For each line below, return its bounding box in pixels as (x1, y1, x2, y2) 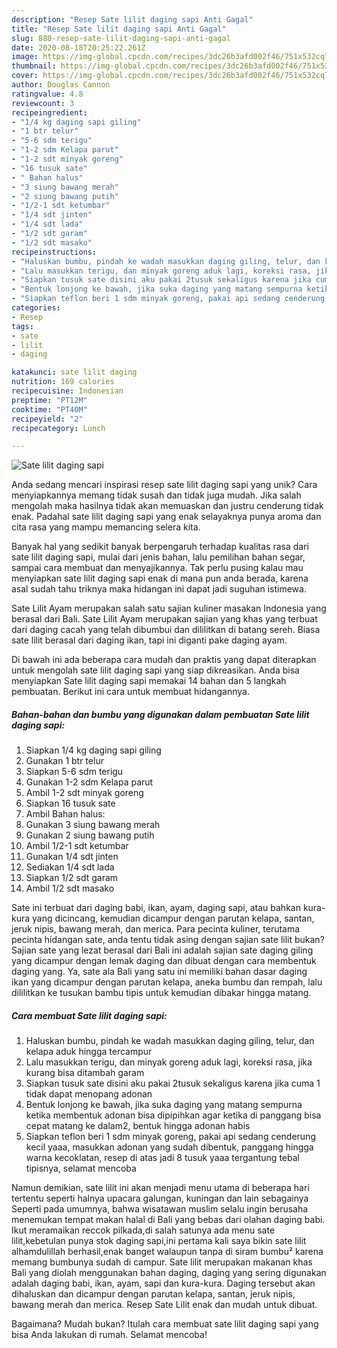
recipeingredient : (11, 107, 88, 118)
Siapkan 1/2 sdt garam (25, 872, 119, 884)
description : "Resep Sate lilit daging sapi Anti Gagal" (11, 14, 254, 25)
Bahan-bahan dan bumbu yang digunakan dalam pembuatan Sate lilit (11, 708, 310, 720)
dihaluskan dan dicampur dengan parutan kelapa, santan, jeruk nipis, (11, 1288, 296, 1300)
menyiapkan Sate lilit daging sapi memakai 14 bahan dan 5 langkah (11, 675, 287, 687)
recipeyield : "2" (11, 414, 84, 424)
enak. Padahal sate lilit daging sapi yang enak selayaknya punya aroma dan (11, 511, 322, 523)
